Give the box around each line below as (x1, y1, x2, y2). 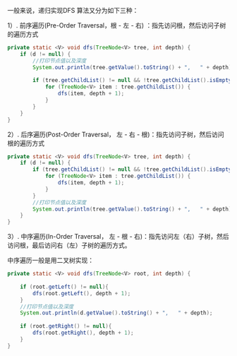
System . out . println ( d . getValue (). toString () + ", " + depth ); (20, 309, 213, 316)
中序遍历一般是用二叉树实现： (7, 256, 94, 265)
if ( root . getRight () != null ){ (20, 323, 112, 330)
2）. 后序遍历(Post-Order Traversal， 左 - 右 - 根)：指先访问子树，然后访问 (7, 130, 224, 138)
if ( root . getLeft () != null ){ (20, 283, 109, 290)
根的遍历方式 (7, 138, 44, 147)
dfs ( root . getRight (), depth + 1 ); (32, 329, 134, 336)
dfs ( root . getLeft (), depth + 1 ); (32, 290, 131, 297)
